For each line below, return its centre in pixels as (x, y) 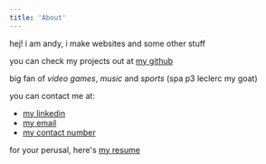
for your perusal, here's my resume (75, 150)
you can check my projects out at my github (91, 60)
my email (39, 123)
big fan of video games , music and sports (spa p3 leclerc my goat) (133, 78)
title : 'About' (38, 18)
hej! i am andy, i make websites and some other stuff (108, 43)
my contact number (59, 132)
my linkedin (44, 113)
